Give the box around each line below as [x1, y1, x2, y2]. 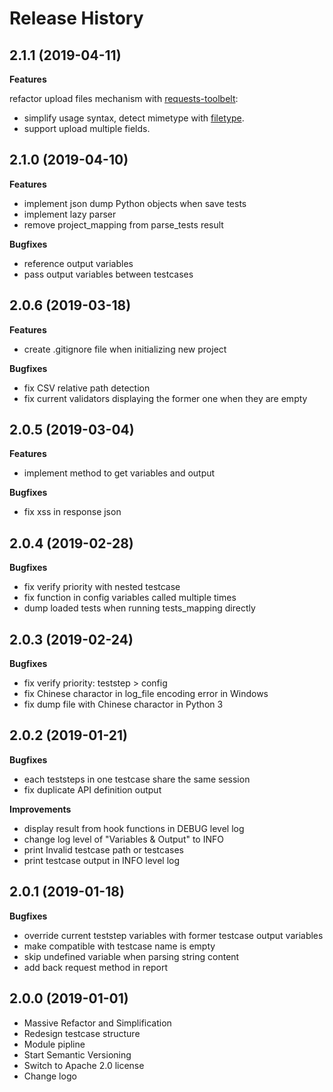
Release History [9, 7, 144, 30]
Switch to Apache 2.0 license [23, 1059, 145, 1071]
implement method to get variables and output [23, 467, 216, 479]
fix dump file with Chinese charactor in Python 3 [23, 698, 224, 711]
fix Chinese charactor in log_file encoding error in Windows [23, 688, 269, 700]
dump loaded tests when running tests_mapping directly [23, 602, 256, 614]
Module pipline [23, 1038, 86, 1050]
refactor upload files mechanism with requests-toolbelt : [9, 93, 239, 104]
